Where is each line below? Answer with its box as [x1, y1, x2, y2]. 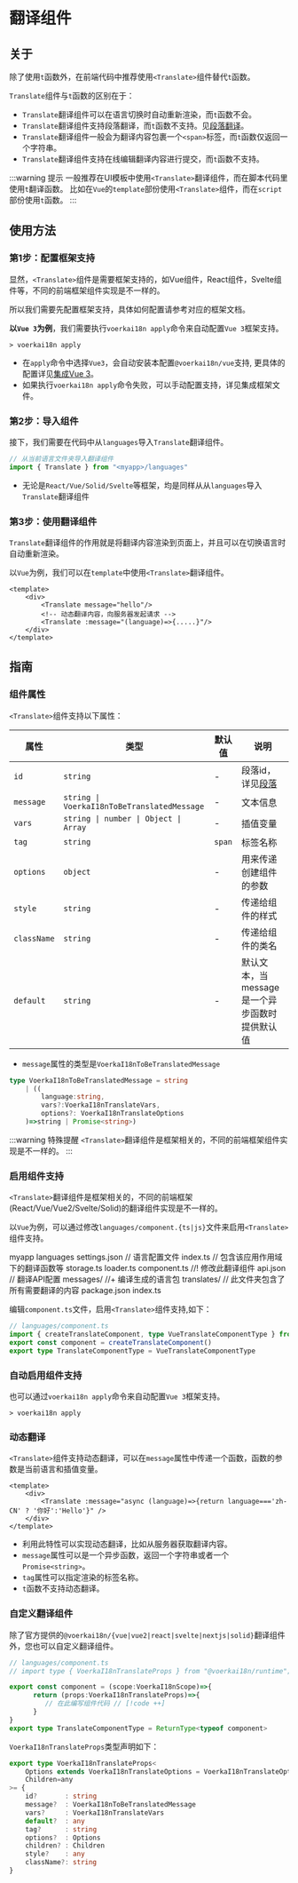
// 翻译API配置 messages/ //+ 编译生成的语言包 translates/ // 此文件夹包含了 [9, 1274, 286, 1284]
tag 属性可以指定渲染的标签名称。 [21, 1572, 144, 1583]
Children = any [25, 1776, 74, 1784]
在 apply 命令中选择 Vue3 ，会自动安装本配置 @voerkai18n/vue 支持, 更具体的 [21, 357, 286, 368]
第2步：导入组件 [9, 415, 79, 427]
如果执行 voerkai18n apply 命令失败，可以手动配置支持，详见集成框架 [21, 379, 273, 390]
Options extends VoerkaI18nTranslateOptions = [25, 1767, 200, 1776]
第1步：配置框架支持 [9, 252, 96, 265]
